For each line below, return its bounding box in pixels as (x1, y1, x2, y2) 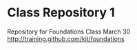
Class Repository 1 (7, 5, 115, 21)
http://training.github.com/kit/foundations (7, 34, 125, 42)
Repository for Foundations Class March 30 (7, 27, 131, 36)
